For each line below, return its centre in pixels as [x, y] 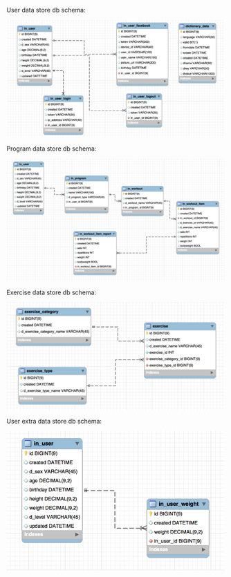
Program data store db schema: [52, 149]
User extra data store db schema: [54, 421]
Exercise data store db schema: [52, 292]
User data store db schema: [46, 10]
